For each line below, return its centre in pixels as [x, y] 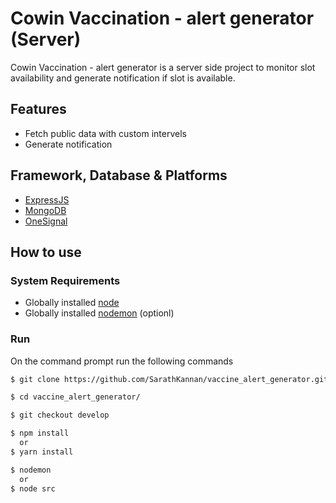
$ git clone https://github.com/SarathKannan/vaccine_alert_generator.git [169, 379]
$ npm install [40, 433]
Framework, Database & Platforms [119, 175]
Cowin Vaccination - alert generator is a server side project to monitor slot [163, 67]
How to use [46, 252]
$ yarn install [42, 452]
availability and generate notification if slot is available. [123, 78]
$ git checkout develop [60, 415]
